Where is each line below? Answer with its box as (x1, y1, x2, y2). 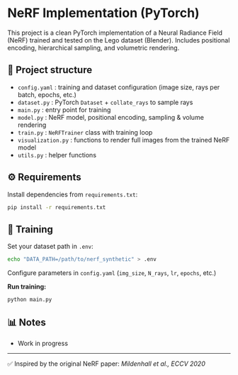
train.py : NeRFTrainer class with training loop (17, 128, 153, 136)
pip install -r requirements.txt (7, 203, 106, 211)
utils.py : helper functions (17, 150, 97, 159)
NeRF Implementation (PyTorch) (7, 5, 200, 21)
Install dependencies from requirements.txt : (7, 190, 138, 198)
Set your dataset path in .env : (7, 242, 93, 251)
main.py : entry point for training (17, 105, 111, 114)
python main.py (7, 296, 52, 303)
